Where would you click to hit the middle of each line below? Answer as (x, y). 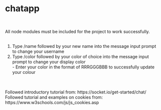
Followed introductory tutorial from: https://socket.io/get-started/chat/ (76, 92)
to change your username (38, 51)
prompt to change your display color (49, 62)
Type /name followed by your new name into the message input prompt (84, 46)
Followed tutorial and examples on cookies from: (54, 97)
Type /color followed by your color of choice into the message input (80, 56)
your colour (24, 72)
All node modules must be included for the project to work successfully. (78, 31)
